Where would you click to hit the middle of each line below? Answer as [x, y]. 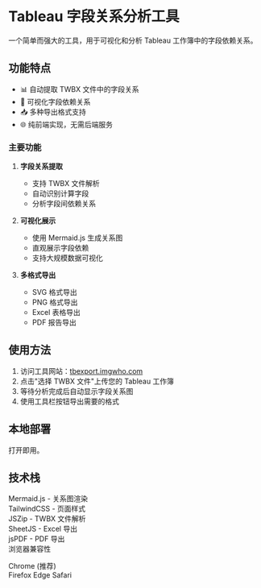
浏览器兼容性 [29, 549]
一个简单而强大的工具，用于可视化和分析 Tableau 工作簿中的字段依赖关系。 [133, 40]
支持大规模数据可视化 [67, 258]
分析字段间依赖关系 [64, 204]
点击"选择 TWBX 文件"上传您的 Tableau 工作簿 [97, 381]
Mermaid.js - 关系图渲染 [48, 499]
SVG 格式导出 [55, 292]
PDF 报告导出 [54, 322]
